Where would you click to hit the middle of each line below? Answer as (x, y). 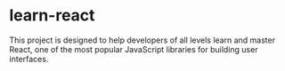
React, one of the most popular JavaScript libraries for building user (134, 49)
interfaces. (29, 59)
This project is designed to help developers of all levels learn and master (142, 40)
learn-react (52, 16)
